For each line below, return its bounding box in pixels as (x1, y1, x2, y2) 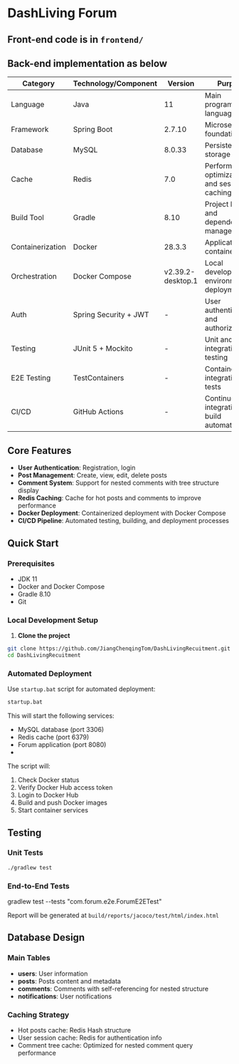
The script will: (7, 762, 51, 770)
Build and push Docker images (17, 798, 108, 807)
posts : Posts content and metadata (17, 976, 121, 985)
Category (22, 78, 55, 88)
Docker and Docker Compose (17, 582, 105, 591)
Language (11, 100, 45, 110)
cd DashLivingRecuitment (7, 652, 81, 659)
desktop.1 (164, 276, 198, 286)
